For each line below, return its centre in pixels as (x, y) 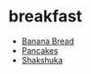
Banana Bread (47, 41)
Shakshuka (42, 60)
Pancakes (40, 50)
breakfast (45, 16)
